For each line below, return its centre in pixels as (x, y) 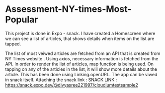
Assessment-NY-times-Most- (68, 9)
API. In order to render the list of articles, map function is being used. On (80, 64)
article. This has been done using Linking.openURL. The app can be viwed (81, 74)
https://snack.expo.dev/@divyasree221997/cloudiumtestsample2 (72, 85)
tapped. (13, 44)
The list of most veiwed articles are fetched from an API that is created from (83, 53)
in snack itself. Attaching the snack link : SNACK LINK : (61, 80)
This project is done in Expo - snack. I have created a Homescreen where (80, 33)
